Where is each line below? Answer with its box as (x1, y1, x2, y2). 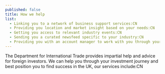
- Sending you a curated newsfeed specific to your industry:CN (9, 35, 144, 40)
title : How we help (5, 12, 45, 17)
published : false (5, 7, 41, 12)
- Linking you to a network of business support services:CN (9, 21, 137, 26)
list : (5, 16, 16, 21)
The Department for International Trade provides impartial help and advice (5, 53, 156, 59)
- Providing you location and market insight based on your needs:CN (9, 26, 155, 31)
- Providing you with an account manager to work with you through (9, 39, 151, 44)
